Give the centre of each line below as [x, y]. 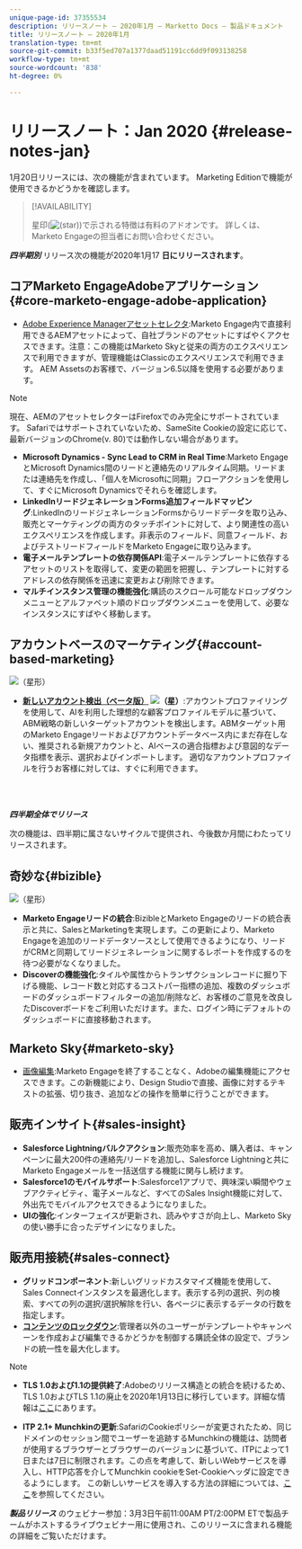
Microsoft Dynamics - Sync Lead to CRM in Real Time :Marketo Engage [155, 457]
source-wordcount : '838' [56, 68]
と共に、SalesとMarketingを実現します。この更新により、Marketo [152, 930]
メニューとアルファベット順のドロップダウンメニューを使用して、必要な [156, 602]
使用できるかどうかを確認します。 [72, 188]
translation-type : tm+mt [56, 43]
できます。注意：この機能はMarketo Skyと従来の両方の [132, 346]
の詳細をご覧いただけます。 [60, 1536]
